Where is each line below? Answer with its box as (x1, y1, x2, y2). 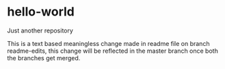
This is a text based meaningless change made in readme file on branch (7, 39, 210, 47)
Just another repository (7, 26, 74, 34)
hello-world (7, 4, 75, 20)
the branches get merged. (7, 53, 81, 62)
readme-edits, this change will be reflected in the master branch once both (7, 47, 219, 55)
